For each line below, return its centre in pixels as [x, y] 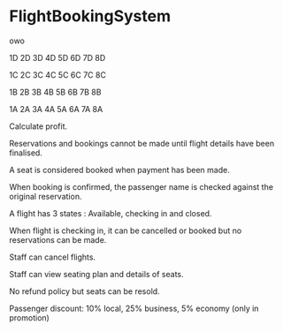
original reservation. [46, 196]
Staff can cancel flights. [52, 257]
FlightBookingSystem [90, 16]
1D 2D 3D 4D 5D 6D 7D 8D [57, 57]
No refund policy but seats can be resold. [85, 291]
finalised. [26, 153]
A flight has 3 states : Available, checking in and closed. [111, 213]
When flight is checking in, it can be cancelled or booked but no [126, 230]
